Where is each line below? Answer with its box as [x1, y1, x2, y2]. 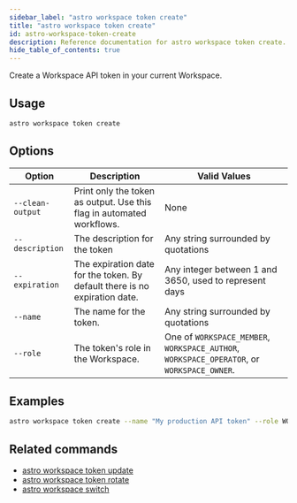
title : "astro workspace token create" [9, 21, 156, 30]
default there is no [73, 279, 150, 292]
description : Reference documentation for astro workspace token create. [9, 37, 287, 47]
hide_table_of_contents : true [9, 46, 121, 55]
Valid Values [197, 170, 251, 182]
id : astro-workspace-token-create [9, 29, 137, 38]
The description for [73, 232, 154, 244]
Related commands [9, 441, 118, 456]
